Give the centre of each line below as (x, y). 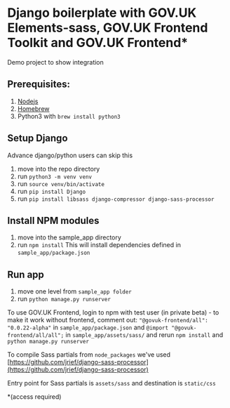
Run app (26, 274)
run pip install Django (52, 191)
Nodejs (28, 101)
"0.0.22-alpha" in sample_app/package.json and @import (88, 327)
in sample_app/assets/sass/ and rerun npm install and (144, 335)
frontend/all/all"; (36, 336)
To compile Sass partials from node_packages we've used (89, 355)
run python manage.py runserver (64, 299)
